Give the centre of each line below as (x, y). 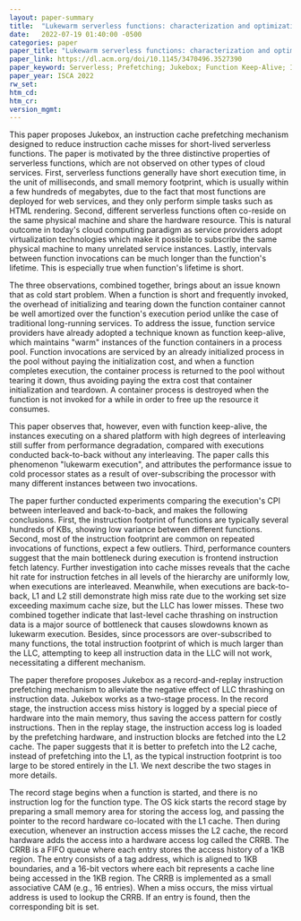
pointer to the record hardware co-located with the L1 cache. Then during (145, 822)
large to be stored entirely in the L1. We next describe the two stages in (140, 766)
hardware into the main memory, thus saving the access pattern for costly (146, 719)
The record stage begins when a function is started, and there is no (133, 793)
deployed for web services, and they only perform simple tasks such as (141, 202)
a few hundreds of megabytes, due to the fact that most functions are (138, 192)
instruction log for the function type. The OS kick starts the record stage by (148, 802)
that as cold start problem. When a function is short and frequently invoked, (149, 295)
